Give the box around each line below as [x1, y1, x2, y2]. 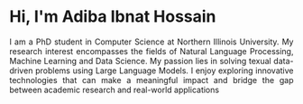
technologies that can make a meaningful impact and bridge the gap [9, 74, 294, 85]
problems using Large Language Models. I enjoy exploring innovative [34, 65, 294, 76]
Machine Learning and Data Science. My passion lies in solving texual [9, 55, 272, 66]
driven [9, 65, 33, 76]
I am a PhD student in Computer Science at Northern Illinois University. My [9, 36, 294, 47]
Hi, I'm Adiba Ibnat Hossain [9, 6, 216, 27]
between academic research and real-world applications [9, 84, 219, 95]
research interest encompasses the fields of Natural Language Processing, [9, 45, 294, 56]
